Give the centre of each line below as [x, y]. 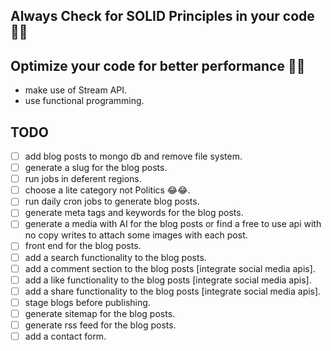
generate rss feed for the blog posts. [100, 325]
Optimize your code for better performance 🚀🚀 [158, 65]
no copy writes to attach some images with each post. [136, 235]
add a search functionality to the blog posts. [115, 257]
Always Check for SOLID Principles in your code [162, 16]
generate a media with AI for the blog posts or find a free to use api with [173, 224]
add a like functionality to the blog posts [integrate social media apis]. [168, 280]
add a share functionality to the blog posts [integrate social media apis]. [173, 291]
